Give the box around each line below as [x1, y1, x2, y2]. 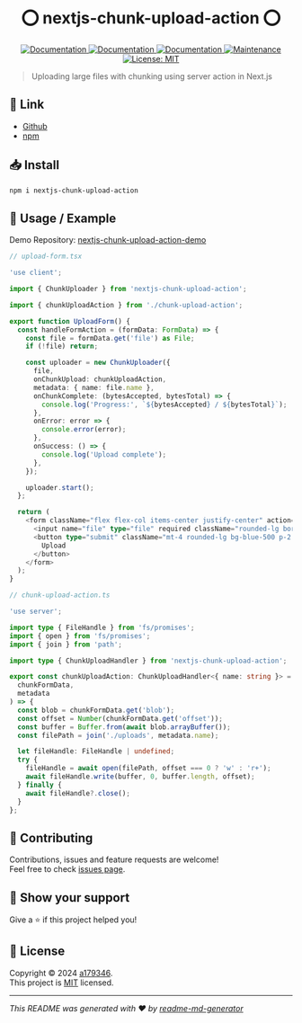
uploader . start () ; [25, 483, 94, 492]
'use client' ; [9, 268, 63, 278]
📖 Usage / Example [9, 210, 117, 226]
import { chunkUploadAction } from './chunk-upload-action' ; [9, 300, 244, 309]
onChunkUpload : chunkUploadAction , [32, 375, 167, 384]
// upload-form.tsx [9, 252, 83, 262]
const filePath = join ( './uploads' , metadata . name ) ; [17, 731, 219, 740]
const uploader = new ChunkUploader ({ [25, 358, 171, 368]
